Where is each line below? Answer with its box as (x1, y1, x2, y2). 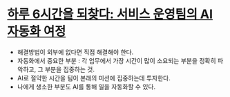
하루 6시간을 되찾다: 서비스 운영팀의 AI (7, 6, 213, 22)
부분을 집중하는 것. (44, 65, 95, 73)
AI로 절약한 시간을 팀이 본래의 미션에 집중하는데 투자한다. (17, 73, 171, 82)
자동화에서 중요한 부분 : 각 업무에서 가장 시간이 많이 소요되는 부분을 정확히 (17, 56, 216, 64)
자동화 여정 (7, 24, 66, 39)
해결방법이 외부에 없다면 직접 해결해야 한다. (17, 48, 134, 56)
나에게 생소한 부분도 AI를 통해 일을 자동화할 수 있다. (17, 82, 156, 91)
